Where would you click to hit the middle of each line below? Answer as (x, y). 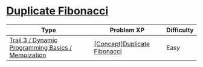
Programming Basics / (41, 47)
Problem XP (127, 30)
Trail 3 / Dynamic (34, 40)
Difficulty (180, 30)
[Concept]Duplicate (121, 44)
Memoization (28, 55)
